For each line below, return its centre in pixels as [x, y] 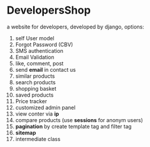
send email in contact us [45, 69]
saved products [34, 95]
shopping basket [36, 88]
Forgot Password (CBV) [44, 44]
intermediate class [38, 139]
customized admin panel [45, 107]
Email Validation [35, 57]
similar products [35, 76]
